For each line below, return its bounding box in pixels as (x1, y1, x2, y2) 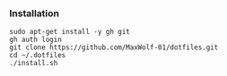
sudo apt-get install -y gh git (9, 28, 130, 37)
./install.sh (9, 59, 58, 68)
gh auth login (9, 35, 63, 45)
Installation (9, 7, 60, 20)
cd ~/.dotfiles (9, 51, 66, 60)
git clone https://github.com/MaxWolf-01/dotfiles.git (9, 43, 219, 52)
